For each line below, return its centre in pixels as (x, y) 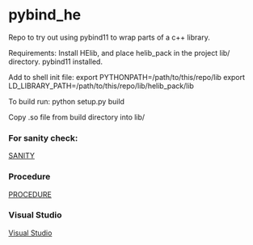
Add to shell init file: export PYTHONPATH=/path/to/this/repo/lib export (126, 77)
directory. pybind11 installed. (56, 61)
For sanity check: (43, 137)
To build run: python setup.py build (67, 101)
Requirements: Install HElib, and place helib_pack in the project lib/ (119, 53)
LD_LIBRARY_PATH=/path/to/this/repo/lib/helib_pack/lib (101, 86)
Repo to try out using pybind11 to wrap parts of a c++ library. (109, 37)
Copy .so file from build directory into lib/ (77, 117)
